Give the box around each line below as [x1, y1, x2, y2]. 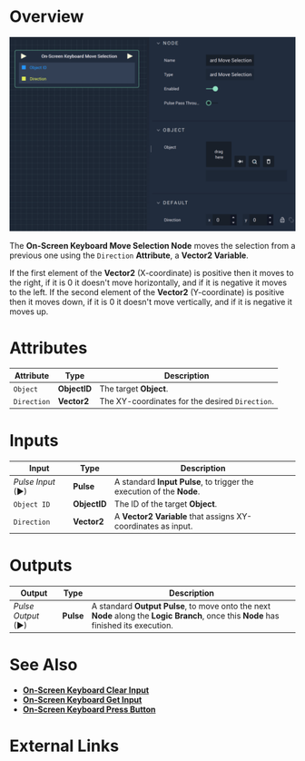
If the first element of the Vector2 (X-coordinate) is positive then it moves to [9, 267, 294, 278]
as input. [160, 520, 193, 532]
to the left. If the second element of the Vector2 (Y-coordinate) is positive [9, 286, 285, 297]
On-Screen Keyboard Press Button [22, 704, 156, 715]
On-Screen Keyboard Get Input [22, 694, 143, 705]
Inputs [9, 430, 59, 451]
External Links [9, 736, 120, 756]
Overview [9, 6, 84, 27]
